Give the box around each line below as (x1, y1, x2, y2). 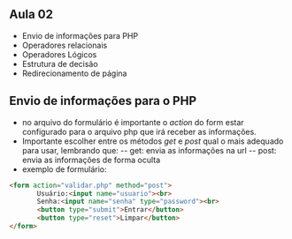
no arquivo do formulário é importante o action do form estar (21, 116, 245, 127)
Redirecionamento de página (21, 68, 127, 78)
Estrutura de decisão (21, 58, 99, 69)
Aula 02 (9, 7, 53, 22)
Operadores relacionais (21, 40, 108, 50)
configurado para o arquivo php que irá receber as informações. (21, 126, 257, 137)
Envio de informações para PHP (21, 30, 139, 41)
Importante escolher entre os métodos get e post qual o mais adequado (21, 136, 284, 146)
